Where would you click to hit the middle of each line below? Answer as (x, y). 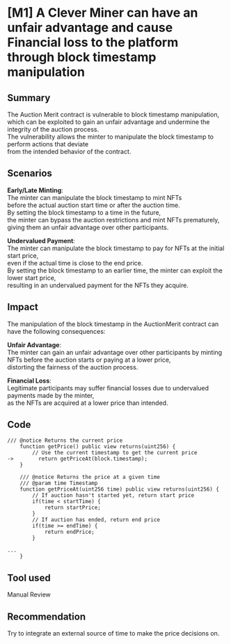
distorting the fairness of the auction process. (73, 367)
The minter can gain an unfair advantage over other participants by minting (115, 352)
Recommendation (46, 616)
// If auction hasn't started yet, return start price (113, 496)
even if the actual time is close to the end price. (75, 263)
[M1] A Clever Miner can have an (103, 13)
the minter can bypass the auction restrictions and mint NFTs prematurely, (113, 220)
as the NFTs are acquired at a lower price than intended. (88, 403)
